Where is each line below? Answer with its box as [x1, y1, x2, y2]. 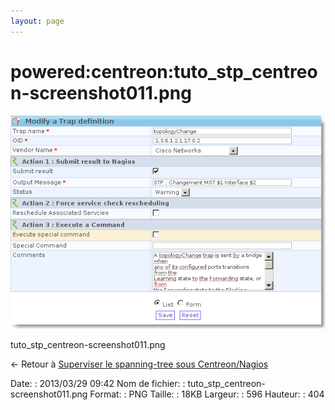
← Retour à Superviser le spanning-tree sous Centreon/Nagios [10, 358, 269, 370]
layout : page [10, 16, 65, 26]
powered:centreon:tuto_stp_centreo [10, 60, 318, 83]
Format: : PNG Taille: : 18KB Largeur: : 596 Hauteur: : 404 [89, 388, 325, 400]
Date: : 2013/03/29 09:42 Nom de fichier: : [10, 378, 186, 390]
